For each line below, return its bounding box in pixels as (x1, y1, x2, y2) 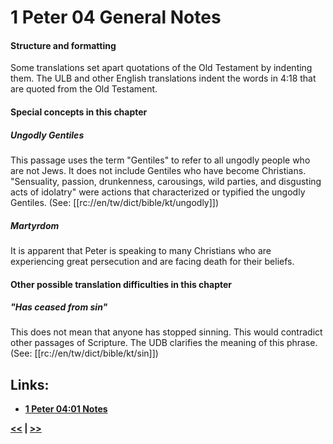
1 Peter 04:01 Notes (24, 403, 108, 415)
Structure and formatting (10, 39, 117, 51)
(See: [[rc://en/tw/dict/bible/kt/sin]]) (10, 347, 159, 360)
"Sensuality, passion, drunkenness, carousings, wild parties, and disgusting (10, 175, 322, 187)
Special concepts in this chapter (10, 106, 148, 118)
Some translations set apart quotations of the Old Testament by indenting (10, 62, 313, 74)
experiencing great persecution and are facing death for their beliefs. (10, 255, 295, 267)
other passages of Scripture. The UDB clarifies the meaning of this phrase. (10, 337, 318, 349)
